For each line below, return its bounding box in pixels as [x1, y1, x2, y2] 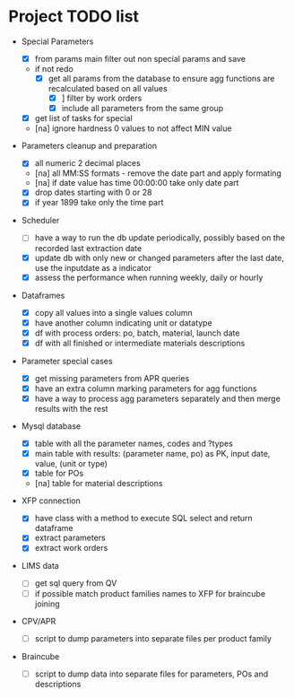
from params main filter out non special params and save [34, 53, 246, 64]
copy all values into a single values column [34, 307, 194, 318]
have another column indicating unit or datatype [34, 317, 212, 328]
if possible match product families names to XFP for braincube [34, 588, 266, 598]
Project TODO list [8, 6, 140, 27]
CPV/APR [21, 615, 56, 626]
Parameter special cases [21, 355, 113, 366]
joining [34, 598, 60, 609]
